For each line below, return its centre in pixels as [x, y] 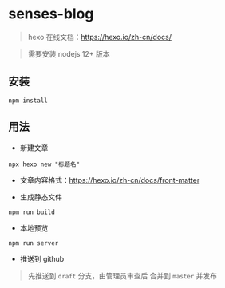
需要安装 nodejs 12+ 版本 [69, 53]
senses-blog [51, 14]
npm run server [34, 243]
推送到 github [42, 258]
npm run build [32, 212]
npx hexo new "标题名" [44, 164]
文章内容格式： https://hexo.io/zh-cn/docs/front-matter [110, 180]
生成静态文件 [41, 197]
